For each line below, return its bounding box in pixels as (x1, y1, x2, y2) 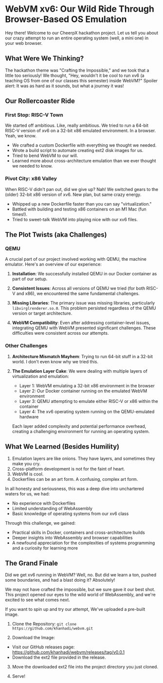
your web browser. (5, 40, 43, 46)
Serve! (12, 673, 26, 679)
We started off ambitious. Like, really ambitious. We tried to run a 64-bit (5, 123, 148, 129)
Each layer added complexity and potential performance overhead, (12, 423, 146, 429)
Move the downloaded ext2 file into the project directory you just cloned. (12, 664, 158, 670)
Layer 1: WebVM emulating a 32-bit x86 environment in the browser (19, 382, 155, 388)
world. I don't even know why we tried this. (12, 359, 99, 364)
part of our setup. (12, 276, 48, 282)
